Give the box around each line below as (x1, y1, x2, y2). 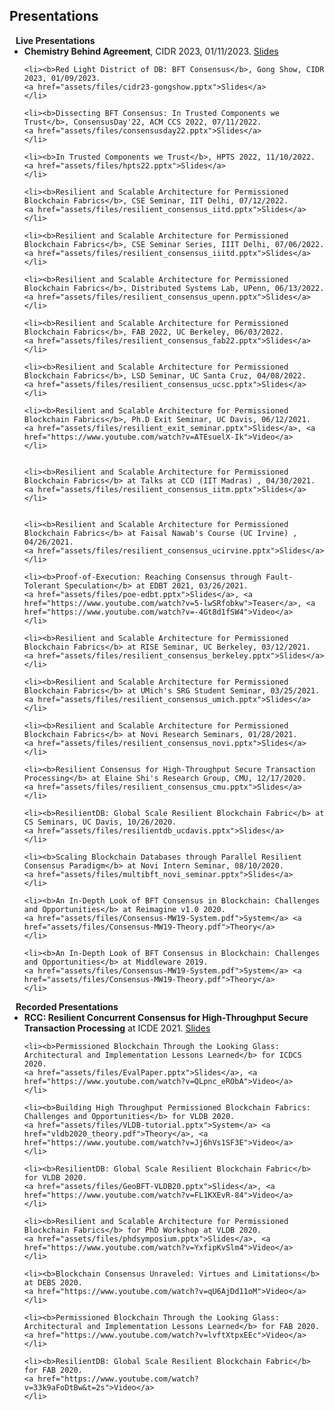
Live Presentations (15, 34, 96, 46)
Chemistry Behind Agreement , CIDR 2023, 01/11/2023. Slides (23, 45, 279, 57)
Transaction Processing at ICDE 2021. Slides (23, 1022, 211, 1034)
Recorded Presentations (15, 1000, 119, 1013)
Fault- (265, 572, 294, 582)
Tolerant (23, 580, 61, 591)
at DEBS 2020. (23, 1277, 83, 1288)
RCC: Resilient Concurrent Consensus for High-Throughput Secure (23, 1011, 309, 1023)
